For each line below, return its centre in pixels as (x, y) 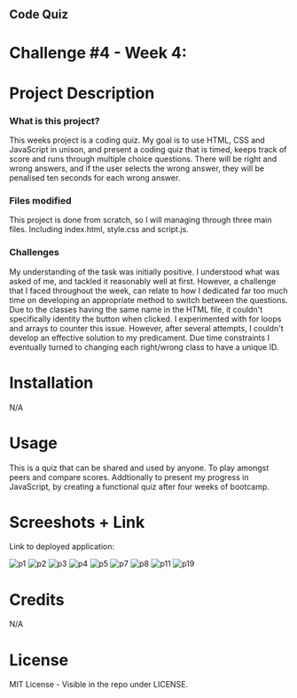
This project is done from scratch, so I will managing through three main (141, 220)
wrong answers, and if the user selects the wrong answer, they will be (137, 168)
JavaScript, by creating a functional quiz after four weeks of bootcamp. (140, 486)
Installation (51, 382)
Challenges (34, 252)
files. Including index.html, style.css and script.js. (99, 229)
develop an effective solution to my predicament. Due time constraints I (140, 337)
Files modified (41, 200)
